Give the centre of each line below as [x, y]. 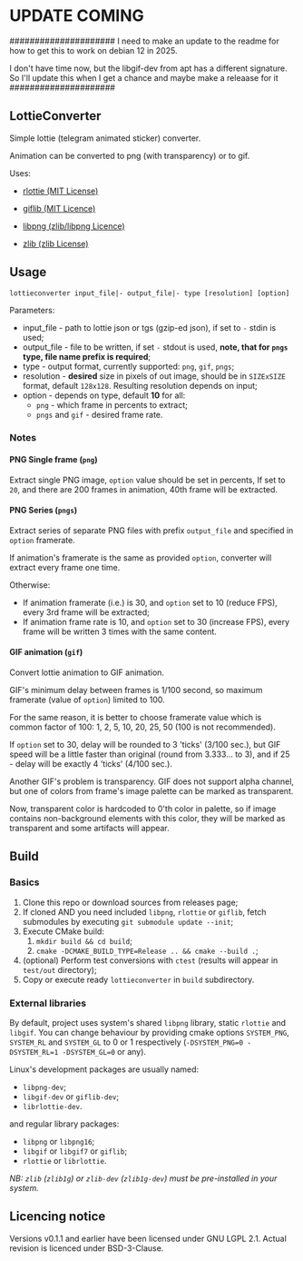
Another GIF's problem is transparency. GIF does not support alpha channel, [152, 781]
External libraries [48, 1003]
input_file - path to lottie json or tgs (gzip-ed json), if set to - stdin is [149, 327]
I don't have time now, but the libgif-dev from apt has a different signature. [148, 68]
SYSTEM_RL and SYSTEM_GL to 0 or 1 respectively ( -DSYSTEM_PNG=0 [126, 1042]
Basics [24, 882]
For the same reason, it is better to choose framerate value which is [136, 718]
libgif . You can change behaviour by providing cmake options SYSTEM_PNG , [150, 1033]
